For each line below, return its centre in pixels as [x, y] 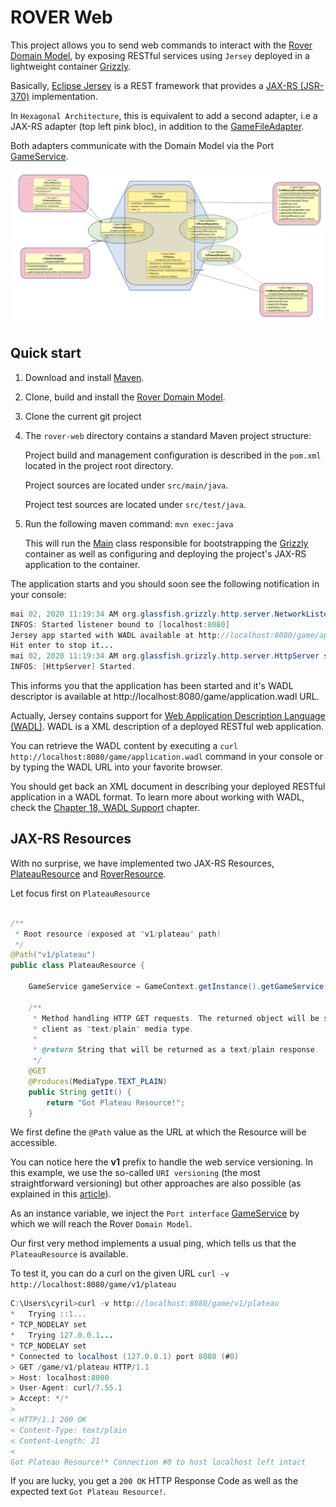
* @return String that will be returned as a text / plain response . [176, 1050]
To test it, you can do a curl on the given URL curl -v [120, 1273]
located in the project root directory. [99, 465]
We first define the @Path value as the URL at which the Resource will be [158, 1132]
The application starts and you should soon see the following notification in [165, 583]
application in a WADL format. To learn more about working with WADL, [157, 797]
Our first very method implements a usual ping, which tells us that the [153, 1243]
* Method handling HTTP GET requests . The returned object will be [176, 1018]
